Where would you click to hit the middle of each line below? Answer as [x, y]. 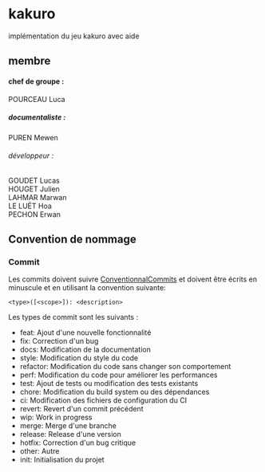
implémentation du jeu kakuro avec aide [74, 36]
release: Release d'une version [70, 435]
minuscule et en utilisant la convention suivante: [87, 288]
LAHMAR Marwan [38, 197]
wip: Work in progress [56, 417]
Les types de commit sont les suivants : [73, 317]
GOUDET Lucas [34, 180]
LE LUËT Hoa [30, 206]
